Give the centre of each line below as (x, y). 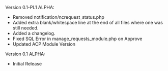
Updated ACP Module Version (44, 44)
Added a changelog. (34, 33)
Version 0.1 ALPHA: (25, 54)
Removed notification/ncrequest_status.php (58, 17)
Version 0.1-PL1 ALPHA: (30, 7)
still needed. (25, 28)
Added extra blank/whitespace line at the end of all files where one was (88, 23)
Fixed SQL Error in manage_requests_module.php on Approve (77, 39)
